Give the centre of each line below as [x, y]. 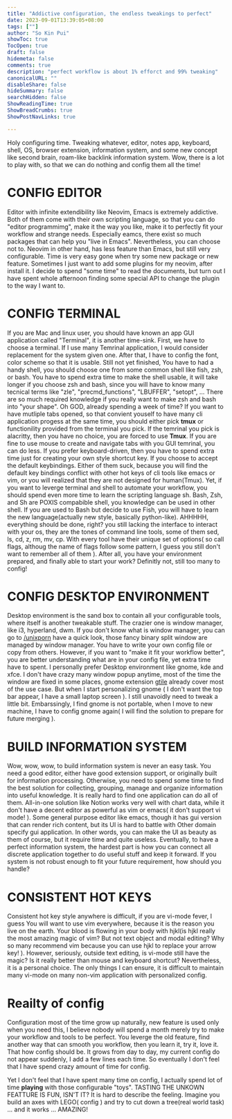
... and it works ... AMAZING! [48, 1109]
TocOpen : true [28, 46]
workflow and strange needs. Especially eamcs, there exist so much [104, 234]
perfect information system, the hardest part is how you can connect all [109, 847]
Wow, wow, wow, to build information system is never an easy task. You [109, 766]
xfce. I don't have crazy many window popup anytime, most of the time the [114, 675]
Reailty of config [56, 1003]
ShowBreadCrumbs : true [40, 110]
